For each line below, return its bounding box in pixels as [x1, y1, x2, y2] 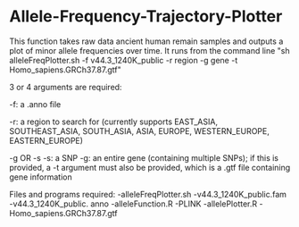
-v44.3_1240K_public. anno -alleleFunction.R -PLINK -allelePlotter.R [9, 198, 258, 209]
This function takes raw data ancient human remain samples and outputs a [9, 36, 284, 46]
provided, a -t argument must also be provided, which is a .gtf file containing [9, 162, 291, 172]
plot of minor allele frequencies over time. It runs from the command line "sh [9, 45, 290, 55]
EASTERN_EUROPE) [9, 135, 83, 146]
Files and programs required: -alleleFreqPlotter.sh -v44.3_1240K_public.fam [9, 189, 287, 199]
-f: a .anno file [9, 98, 62, 109]
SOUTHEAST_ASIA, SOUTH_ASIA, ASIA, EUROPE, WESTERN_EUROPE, [9, 125, 270, 136]
